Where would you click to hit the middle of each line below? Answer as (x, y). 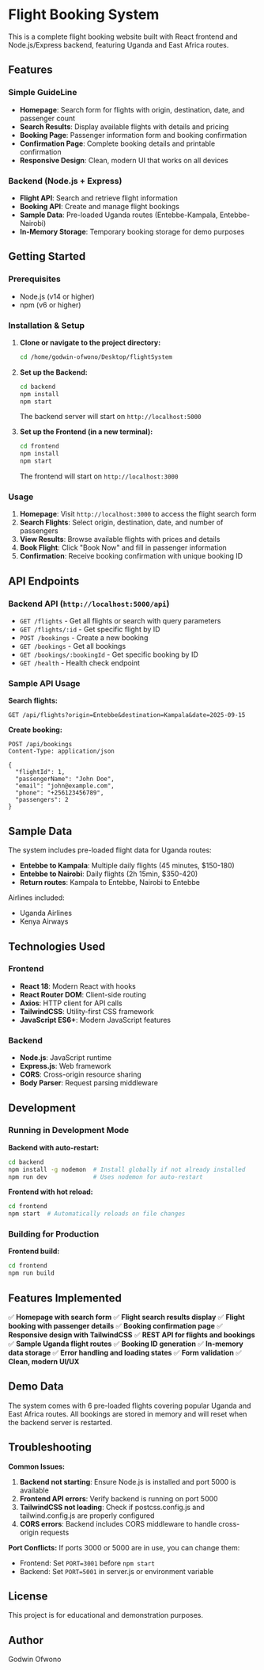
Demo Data (36, 1387)
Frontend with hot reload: (51, 1192)
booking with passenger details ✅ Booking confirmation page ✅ (115, 1326)
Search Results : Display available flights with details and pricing (124, 126)
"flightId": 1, (40, 772)
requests (55, 1532)
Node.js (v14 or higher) (57, 296)
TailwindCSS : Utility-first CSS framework (87, 1011)
